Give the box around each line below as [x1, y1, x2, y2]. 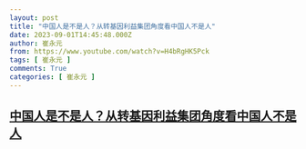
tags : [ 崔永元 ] [9, 55, 71, 65]
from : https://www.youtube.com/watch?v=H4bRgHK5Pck [9, 47, 209, 56]
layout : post [9, 13, 59, 23]
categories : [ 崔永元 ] [9, 73, 96, 82]
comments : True [9, 65, 67, 74]
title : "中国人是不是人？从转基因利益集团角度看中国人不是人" [9, 22, 216, 31]
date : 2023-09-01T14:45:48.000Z [9, 30, 132, 39]
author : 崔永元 [9, 38, 63, 48]
